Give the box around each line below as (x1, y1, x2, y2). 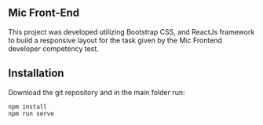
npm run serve (8, 109, 55, 117)
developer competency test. (8, 43, 100, 53)
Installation (8, 67, 64, 80)
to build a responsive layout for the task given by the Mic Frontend (8, 35, 222, 45)
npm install (8, 102, 47, 111)
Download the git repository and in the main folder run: (8, 87, 186, 97)
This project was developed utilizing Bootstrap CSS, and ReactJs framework (8, 27, 255, 36)
